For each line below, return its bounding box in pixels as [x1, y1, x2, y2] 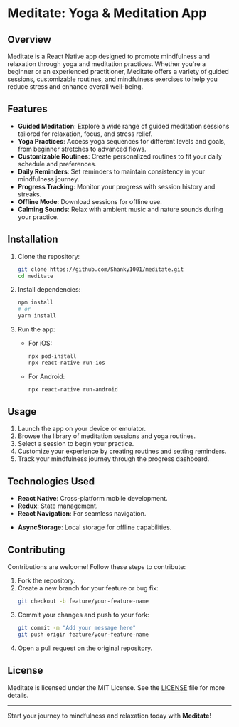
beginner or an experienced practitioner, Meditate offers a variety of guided [7, 68, 229, 75]
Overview [7, 33, 52, 46]
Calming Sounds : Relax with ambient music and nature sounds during [17, 205, 223, 213]
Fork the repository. [17, 576, 76, 585]
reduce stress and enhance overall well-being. [7, 83, 144, 90]
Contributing [7, 543, 65, 556]
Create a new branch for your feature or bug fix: [17, 584, 159, 593]
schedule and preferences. [17, 159, 97, 168]
